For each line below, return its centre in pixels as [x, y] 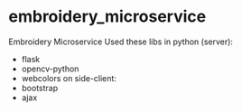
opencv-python [50, 69]
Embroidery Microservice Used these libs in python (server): [121, 42]
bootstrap [40, 88]
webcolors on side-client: [69, 78]
